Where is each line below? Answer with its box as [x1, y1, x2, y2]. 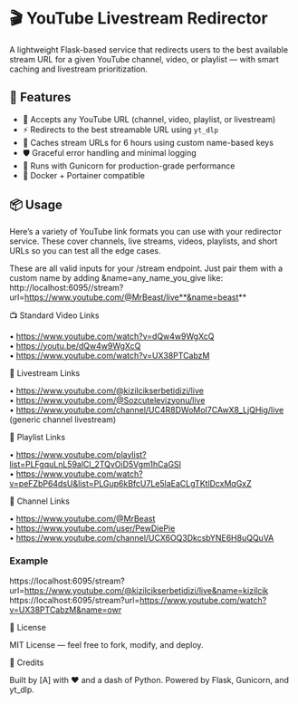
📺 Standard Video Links [9, 310, 100, 321]
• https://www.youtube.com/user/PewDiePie [9, 523, 176, 534]
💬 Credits [9, 657, 44, 668]
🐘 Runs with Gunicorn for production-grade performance [22, 160, 236, 171]
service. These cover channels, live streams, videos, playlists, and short [9, 236, 278, 246]
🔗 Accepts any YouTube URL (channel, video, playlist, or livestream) [22, 113, 276, 124]
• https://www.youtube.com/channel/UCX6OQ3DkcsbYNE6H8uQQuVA [9, 532, 274, 543]
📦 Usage [9, 198, 63, 213]
